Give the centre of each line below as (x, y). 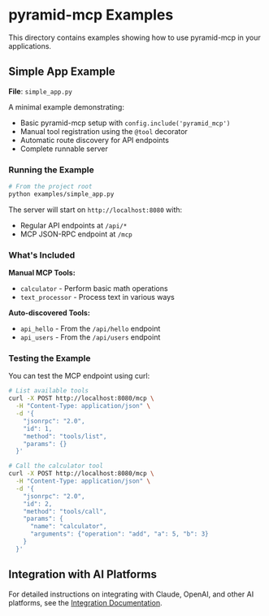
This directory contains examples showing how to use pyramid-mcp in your (135, 37)
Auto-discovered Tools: (50, 313)
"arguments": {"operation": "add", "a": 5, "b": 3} (119, 534)
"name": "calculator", (68, 527)
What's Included (42, 255)
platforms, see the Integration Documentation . (85, 602)
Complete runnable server (64, 149)
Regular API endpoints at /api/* (74, 225)
